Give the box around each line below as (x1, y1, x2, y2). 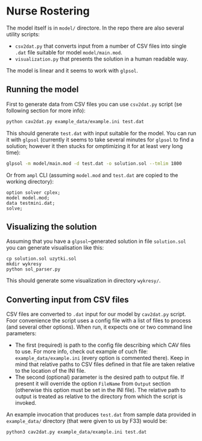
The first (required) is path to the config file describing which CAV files (14, 341, 191, 349)
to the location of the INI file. (14, 367, 86, 375)
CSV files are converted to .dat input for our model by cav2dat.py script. (6, 311, 186, 318)
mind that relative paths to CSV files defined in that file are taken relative (14, 361, 195, 368)
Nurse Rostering (6, 4, 90, 18)
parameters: (6, 330, 37, 337)
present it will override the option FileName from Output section (14, 380, 171, 387)
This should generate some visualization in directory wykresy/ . (6, 277, 161, 285)
